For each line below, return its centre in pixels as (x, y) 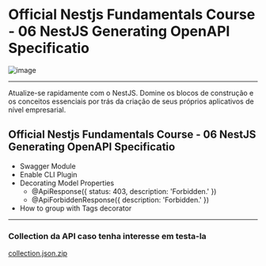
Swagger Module (48, 166)
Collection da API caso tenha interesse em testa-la (108, 236)
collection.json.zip (38, 253)
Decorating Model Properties (67, 183)
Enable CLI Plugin (48, 174)
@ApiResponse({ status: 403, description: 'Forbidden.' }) (124, 191)
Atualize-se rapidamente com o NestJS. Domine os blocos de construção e (131, 93)
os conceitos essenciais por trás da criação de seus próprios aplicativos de (131, 101)
